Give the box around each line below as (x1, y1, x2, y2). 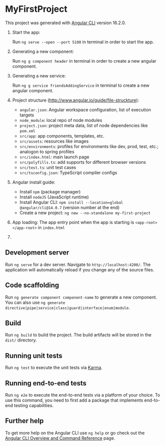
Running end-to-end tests (5, 379, 87, 387)
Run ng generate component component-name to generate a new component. (5, 294, 158, 300)
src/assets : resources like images (19, 138, 89, 144)
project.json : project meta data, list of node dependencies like (19, 122, 148, 128)
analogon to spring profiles (19, 149, 75, 154)
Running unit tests (5, 351, 63, 360)
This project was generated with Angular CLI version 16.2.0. (5, 20, 127, 26)
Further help (5, 417, 44, 425)
